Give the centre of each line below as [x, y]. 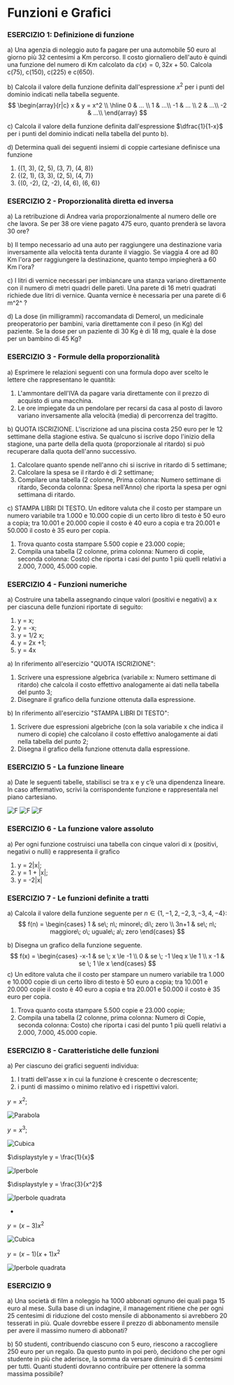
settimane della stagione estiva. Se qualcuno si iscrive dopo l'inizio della [111, 436]
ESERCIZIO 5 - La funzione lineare [66, 767]
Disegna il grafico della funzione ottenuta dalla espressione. [103, 749]
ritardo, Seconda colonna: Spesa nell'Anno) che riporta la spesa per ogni [122, 487]
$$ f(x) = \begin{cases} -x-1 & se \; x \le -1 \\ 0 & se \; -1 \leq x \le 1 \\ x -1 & [117, 956]
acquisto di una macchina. [55, 401]
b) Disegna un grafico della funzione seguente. [75, 945]
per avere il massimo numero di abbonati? [67, 1330]
